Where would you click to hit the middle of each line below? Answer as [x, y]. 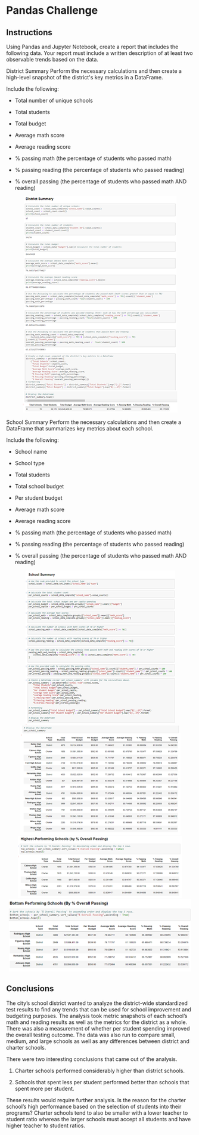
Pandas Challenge [52, 10]
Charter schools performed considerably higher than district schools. [99, 1071]
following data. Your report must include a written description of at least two [99, 53]
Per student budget [38, 498]
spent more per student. [44, 1088]
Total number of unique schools [54, 100]
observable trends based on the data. [52, 59]
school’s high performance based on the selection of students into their [94, 1106]
